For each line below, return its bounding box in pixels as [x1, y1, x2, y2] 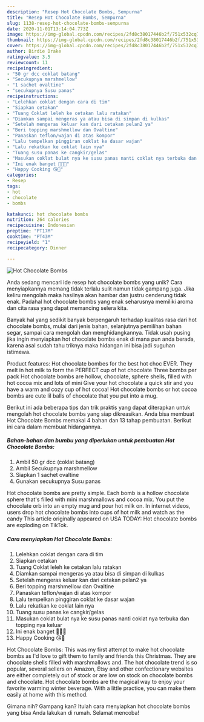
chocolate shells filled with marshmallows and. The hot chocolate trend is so [7, 659, 197, 666]
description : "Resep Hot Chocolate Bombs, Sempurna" [7, 8, 143, 15]
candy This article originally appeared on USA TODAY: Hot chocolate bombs [7, 515, 197, 522]
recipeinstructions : [7, 93, 59, 99]
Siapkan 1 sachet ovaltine [15, 471, 79, 479]
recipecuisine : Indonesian [7, 222, 75, 229]
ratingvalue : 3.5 [7, 54, 51, 60]
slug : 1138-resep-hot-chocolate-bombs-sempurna [7, 20, 130, 26]
